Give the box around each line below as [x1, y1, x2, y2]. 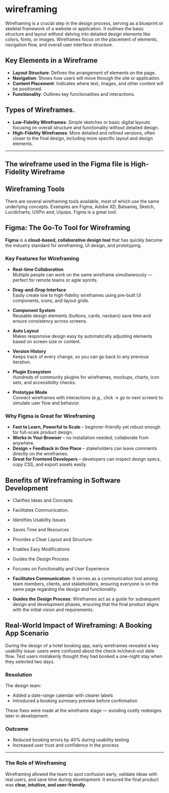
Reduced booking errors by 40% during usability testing [12, 737, 129, 743]
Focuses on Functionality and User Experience [12, 566, 109, 572]
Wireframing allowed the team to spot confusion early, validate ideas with [5, 771, 157, 777]
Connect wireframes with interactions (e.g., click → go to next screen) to [12, 394, 163, 400]
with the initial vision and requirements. [12, 606, 94, 613]
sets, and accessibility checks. [12, 379, 76, 385]
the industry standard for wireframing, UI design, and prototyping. [5, 242, 142, 248]
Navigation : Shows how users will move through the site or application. [12, 75, 161, 81]
